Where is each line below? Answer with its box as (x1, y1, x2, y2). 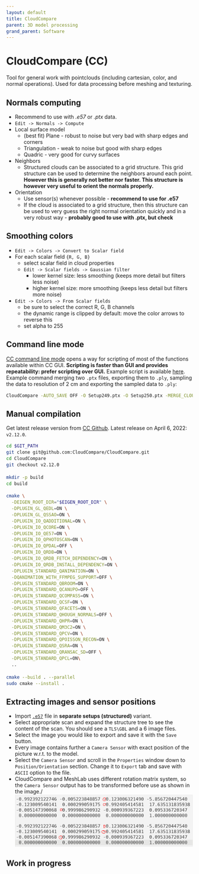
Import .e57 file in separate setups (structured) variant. (14, 712, 152, 719)
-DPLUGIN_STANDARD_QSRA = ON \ (11, 643, 84, 649)
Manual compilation (6, 409, 81, 419)
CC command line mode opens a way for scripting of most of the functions (6, 355, 189, 362)
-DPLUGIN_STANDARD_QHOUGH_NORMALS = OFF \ (11, 612, 113, 618)
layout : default (6, 9, 46, 15)
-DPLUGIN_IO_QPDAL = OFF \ (11, 543, 73, 549)
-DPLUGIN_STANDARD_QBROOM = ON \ (11, 580, 89, 586)
